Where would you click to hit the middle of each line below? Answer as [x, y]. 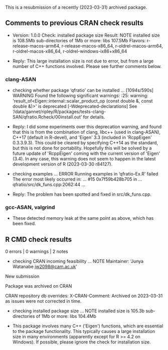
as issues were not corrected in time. [43, 301]
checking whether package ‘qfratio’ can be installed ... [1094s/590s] [83, 91]
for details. [94, 117]
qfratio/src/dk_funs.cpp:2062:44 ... [49, 185]
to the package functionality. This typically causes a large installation [84, 331]
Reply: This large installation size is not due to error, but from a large [83, 61]
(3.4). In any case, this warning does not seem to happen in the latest [84, 159]
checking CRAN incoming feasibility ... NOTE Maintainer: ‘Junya [78, 261]
